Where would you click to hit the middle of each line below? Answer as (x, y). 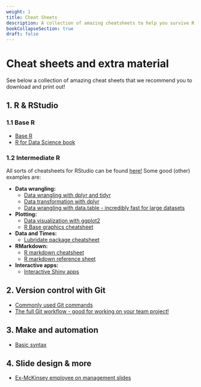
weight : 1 (19, 12)
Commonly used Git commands (54, 305)
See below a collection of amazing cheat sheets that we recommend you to (99, 80)
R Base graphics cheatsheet (58, 227)
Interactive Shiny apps (51, 272)
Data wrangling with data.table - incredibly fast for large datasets (104, 208)
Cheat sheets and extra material (88, 64)
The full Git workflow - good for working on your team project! (92, 311)
